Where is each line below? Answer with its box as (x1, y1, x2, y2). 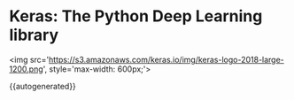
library (9, 25, 59, 45)
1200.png (9, 64, 44, 74)
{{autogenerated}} (9, 81, 77, 91)
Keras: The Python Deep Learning (9, 6, 263, 27)
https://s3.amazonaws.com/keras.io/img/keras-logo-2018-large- (48, 54, 285, 65)
